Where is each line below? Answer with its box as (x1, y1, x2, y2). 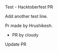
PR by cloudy (12, 32, 39, 38)
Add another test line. (5, 13, 48, 19)
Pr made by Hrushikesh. (5, 23, 53, 28)
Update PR (5, 41, 27, 47)
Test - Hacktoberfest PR (5, 4, 53, 10)
